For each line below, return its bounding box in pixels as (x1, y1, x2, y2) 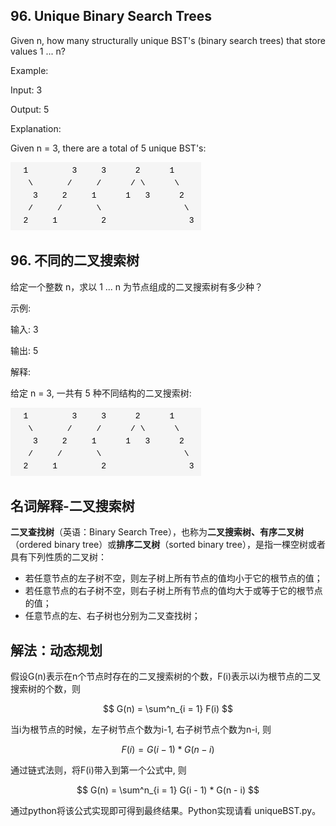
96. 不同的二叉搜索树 (10, 252, 140, 269)
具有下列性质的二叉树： (10, 551, 107, 563)
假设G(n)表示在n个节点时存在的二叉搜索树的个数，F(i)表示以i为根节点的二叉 (10, 670, 322, 683)
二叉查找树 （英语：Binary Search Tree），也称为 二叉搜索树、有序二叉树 (10, 526, 304, 538)
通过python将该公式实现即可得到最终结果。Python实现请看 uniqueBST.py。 (10, 805, 322, 817)
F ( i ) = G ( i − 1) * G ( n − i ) (121, 744, 215, 756)
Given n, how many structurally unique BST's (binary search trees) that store (10, 34, 326, 46)
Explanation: (10, 122, 62, 134)
